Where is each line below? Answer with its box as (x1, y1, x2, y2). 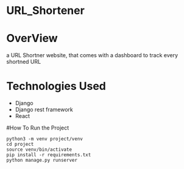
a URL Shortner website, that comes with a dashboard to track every (6, 52, 179, 59)
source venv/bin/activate (6, 147, 72, 153)
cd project (6, 141, 34, 148)
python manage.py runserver (6, 157, 78, 164)
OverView (6, 32, 58, 46)
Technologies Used (6, 80, 107, 93)
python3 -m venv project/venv (6, 136, 83, 142)
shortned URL (6, 58, 41, 66)
